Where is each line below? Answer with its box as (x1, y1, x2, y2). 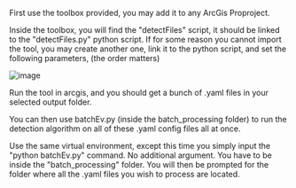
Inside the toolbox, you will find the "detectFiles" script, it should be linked (9, 25, 280, 35)
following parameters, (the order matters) (9, 53, 160, 63)
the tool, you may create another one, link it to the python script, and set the (9, 43, 286, 54)
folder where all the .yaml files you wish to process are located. (9, 168, 241, 179)
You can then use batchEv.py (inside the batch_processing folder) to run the (9, 114, 287, 124)
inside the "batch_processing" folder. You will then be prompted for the (9, 160, 269, 169)
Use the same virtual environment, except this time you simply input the (9, 141, 271, 151)
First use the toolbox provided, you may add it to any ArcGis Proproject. (9, 8, 270, 18)
